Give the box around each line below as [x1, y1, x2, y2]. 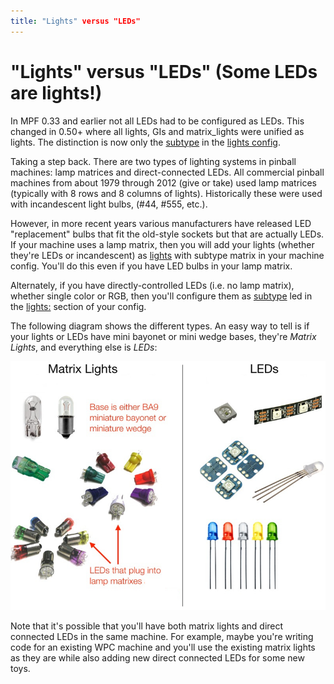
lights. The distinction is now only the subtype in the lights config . [10, 136, 281, 148]
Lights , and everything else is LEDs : [10, 341, 158, 353]
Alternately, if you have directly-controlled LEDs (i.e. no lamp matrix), [10, 279, 295, 291]
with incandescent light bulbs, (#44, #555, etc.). [10, 198, 208, 210]
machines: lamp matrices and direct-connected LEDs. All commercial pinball [10, 166, 325, 178]
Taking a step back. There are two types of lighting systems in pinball [10, 155, 297, 167]
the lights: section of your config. [10, 300, 147, 312]
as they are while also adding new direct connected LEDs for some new [10, 651, 305, 664]
